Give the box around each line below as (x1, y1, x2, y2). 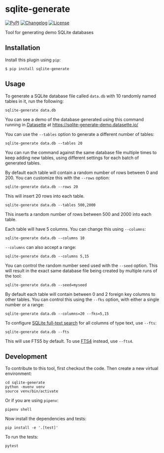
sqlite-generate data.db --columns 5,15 (5, 253, 90, 259)
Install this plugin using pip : (5, 57, 61, 63)
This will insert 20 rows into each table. (5, 193, 85, 199)
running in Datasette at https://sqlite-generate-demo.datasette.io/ (5, 122, 139, 127)
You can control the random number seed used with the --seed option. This (5, 262, 158, 268)
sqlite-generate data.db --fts (5, 329, 69, 334)
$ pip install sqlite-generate (5, 66, 69, 71)
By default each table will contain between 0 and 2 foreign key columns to (5, 291, 156, 297)
